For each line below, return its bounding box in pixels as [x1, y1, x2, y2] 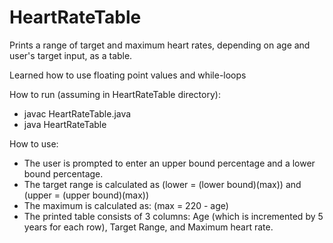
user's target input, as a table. [9, 49, 133, 61]
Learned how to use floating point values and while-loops [9, 69, 247, 81]
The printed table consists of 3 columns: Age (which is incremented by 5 [23, 210, 324, 222]
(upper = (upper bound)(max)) [23, 189, 150, 201]
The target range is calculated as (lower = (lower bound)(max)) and [23, 178, 302, 190]
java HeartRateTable [23, 118, 107, 130]
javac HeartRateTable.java [23, 107, 132, 120]
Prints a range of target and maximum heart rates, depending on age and [9, 39, 311, 51]
